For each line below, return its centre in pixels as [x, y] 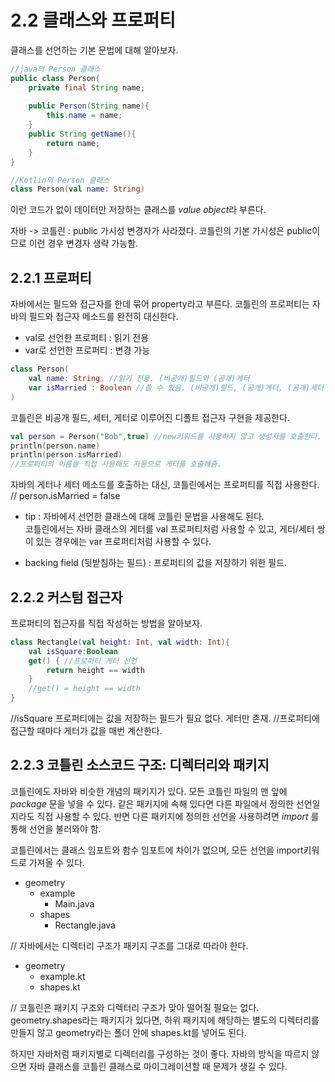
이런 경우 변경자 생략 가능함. [83, 243]
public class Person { [55, 78]
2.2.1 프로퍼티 [51, 277]
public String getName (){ [82, 134]
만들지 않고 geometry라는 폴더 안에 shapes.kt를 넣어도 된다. [129, 1032]
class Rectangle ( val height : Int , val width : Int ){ [120, 642]
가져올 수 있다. [56, 862]
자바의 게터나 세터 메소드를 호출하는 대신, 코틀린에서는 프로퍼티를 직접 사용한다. [165, 485]
